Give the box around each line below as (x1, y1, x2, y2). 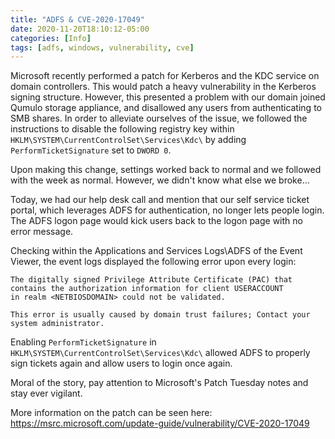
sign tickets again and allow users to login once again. (10, 357, 233, 370)
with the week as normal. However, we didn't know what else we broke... (10, 174, 310, 186)
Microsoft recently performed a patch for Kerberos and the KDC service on (10, 70, 320, 82)
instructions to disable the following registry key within (10, 123, 235, 135)
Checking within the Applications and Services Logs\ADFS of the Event (10, 245, 303, 257)
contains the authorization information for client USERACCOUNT (10, 284, 284, 294)
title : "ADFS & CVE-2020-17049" (10, 14, 145, 25)
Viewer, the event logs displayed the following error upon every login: (10, 256, 297, 268)
